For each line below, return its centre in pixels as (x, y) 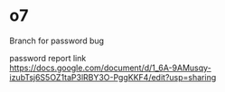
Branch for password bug (57, 41)
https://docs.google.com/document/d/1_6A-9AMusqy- (111, 68)
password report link (48, 58)
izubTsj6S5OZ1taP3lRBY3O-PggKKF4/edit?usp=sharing (113, 77)
